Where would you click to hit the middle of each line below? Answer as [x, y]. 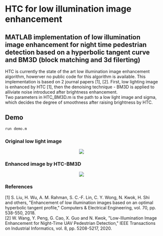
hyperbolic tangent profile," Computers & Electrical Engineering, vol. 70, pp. [81, 207]
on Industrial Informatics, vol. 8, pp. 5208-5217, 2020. [59, 228]
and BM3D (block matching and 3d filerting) [73, 60]
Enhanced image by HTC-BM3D [43, 164]
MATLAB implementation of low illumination [73, 37]
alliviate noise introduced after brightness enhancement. [61, 92]
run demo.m [16, 129]
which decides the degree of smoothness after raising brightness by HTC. [79, 102]
